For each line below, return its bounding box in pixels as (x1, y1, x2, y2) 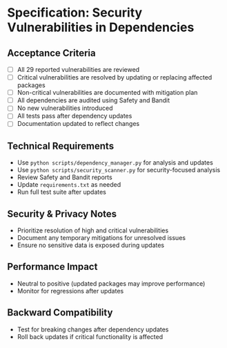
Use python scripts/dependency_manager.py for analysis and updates (17, 158, 214, 167)
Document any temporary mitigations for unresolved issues (17, 234, 186, 242)
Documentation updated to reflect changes (17, 120, 140, 128)
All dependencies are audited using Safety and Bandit (17, 96, 170, 104)
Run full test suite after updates (17, 188, 107, 196)
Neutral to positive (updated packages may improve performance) (17, 279, 206, 288)
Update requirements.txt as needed (17, 181, 121, 189)
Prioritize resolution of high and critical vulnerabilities (17, 226, 169, 235)
